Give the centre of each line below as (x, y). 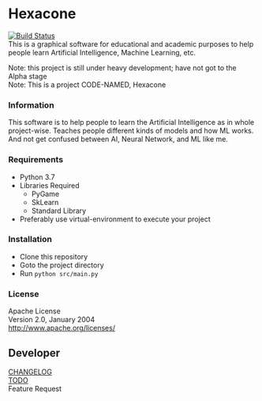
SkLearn (45, 202)
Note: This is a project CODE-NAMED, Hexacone (87, 85)
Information (31, 105)
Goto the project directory (62, 265)
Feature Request (35, 388)
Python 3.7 (37, 177)
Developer (34, 353)
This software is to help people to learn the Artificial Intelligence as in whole (131, 123)
